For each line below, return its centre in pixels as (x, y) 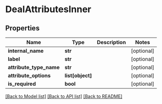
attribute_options (29, 76)
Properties (22, 28)
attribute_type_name (34, 67)
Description (111, 42)
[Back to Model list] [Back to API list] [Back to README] (64, 96)
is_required (22, 84)
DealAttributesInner (48, 9)
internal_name (26, 51)
